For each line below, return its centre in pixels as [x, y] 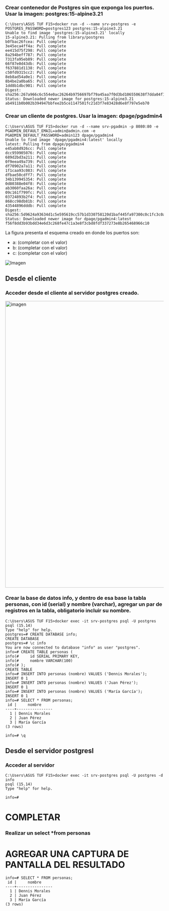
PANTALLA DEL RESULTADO [65, 864]
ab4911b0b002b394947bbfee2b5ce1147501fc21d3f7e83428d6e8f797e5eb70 [77, 104]
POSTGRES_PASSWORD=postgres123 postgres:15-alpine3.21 [64, 29]
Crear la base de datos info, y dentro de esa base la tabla [76, 598]
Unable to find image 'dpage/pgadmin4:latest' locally [64, 140]
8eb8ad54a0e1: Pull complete [36, 77]
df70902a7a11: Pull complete [36, 166]
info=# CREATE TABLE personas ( [39, 652]
